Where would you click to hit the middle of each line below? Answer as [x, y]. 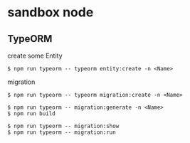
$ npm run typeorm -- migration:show [63, 126]
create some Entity [35, 55]
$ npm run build [31, 114]
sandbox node [51, 12]
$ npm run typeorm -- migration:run [62, 132]
